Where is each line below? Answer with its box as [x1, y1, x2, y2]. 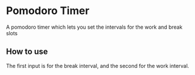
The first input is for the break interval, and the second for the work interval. [6, 62, 189, 69]
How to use [6, 47, 48, 57]
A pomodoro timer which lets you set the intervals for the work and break [6, 23, 183, 30]
